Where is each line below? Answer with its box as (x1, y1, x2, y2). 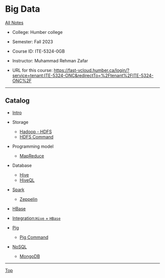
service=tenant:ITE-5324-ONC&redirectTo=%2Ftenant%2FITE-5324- (12, 72, 154, 78)
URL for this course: (12, 67, 53, 73)
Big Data (5, 3, 40, 15)
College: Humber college (12, 29, 63, 35)
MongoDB (19, 253, 40, 259)
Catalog (5, 97, 30, 105)
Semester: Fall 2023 (12, 38, 53, 45)
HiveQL (19, 177, 35, 183)
